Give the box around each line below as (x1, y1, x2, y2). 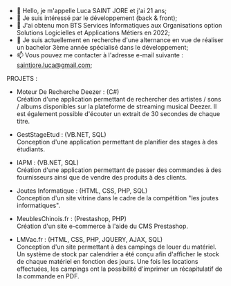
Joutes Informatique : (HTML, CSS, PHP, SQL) (16, 187, 148, 195)
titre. (16, 117, 30, 125)
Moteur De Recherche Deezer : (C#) (16, 88, 120, 96)
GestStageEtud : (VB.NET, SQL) (16, 131, 107, 138)
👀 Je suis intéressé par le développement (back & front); (16, 14, 178, 22)
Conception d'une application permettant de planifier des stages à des (16, 138, 219, 146)
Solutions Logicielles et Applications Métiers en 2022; (16, 28, 170, 37)
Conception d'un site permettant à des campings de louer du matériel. (16, 242, 217, 251)
